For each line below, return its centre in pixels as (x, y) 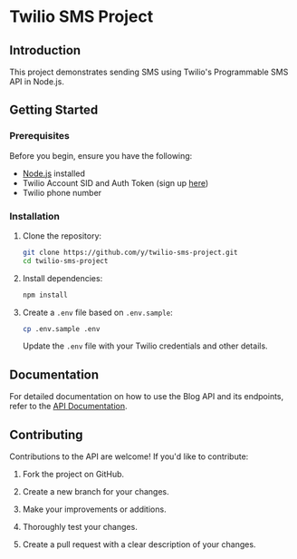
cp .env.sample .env (61, 329)
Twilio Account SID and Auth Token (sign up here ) (115, 182)
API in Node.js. (37, 82)
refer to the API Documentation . (69, 407)
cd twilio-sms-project (65, 260)
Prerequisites (39, 136)
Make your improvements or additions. (94, 509)
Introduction (45, 50)
